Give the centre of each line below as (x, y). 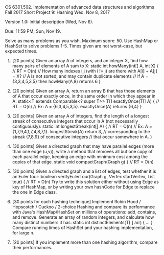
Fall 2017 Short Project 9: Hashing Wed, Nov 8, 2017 (58, 12)
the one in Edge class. (35, 192)
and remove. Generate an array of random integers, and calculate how (83, 217)
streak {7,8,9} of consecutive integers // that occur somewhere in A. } (82, 137)
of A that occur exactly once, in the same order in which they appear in (84, 96)
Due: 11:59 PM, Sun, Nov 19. (33, 31)
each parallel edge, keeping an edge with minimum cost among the (80, 157)
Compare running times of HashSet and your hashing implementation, (82, 228)
